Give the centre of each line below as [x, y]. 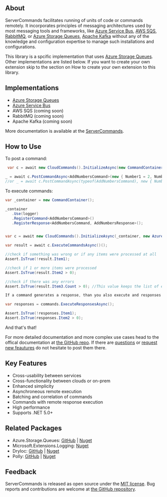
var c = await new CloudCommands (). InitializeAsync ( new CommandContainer [85, 168]
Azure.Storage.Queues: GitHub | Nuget [52, 440]
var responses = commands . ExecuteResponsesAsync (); [60, 304]
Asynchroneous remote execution [47, 391]
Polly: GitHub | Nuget [34, 456]
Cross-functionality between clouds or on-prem [61, 381]
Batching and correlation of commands [52, 397]
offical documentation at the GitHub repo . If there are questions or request [81, 342]
